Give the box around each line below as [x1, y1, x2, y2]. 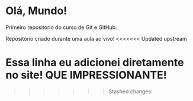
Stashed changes [108, 87, 152, 95]
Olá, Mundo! [5, 4, 67, 18]
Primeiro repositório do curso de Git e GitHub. [5, 24, 117, 31]
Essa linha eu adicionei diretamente [5, 56, 184, 69]
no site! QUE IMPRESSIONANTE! [5, 69, 167, 82]
